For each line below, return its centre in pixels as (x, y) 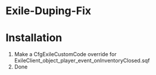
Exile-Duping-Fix (49, 11)
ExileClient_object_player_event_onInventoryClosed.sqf (82, 61)
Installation (34, 38)
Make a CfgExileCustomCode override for (65, 54)
